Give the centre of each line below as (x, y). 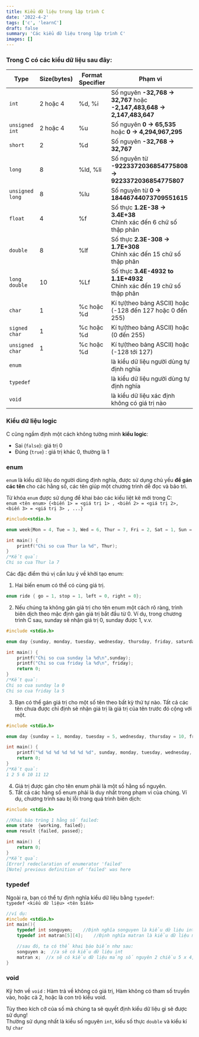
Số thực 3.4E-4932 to (142, 272)
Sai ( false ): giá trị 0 (38, 445)
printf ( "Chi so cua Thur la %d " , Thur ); (67, 546)
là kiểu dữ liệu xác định (143, 396)
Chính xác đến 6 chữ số (144, 222)
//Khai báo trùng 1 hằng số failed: (53, 820)
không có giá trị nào (139, 403)
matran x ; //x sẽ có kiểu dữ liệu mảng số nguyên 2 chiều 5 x (102, 957)
